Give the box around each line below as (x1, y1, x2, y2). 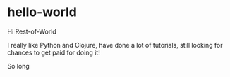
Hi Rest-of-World (7, 27, 56, 36)
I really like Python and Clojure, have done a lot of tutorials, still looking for (7, 41, 224, 49)
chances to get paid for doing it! (7, 48, 100, 57)
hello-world (7, 4, 78, 20)
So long (7, 62, 30, 70)
